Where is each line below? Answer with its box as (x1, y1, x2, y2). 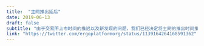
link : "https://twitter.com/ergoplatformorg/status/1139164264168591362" (6, 31, 197, 37)
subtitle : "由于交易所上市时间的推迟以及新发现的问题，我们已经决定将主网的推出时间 (6, 25, 194, 32)
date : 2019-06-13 (6, 14, 50, 20)
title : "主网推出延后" (6, 8, 61, 15)
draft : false (6, 20, 39, 26)
